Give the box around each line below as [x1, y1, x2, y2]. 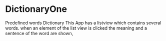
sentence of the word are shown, [5, 30, 73, 36]
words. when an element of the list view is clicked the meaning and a [5, 25, 147, 31]
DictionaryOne [5, 3, 67, 15]
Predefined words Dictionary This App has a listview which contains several [5, 20, 161, 26]
